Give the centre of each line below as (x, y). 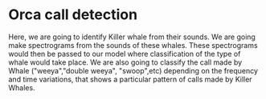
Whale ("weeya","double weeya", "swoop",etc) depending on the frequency (133, 70)
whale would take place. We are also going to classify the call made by (125, 62)
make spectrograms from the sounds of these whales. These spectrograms (133, 45)
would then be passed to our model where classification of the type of (125, 53)
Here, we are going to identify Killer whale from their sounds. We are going (132, 37)
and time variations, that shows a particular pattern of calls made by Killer (130, 79)
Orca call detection (73, 15)
